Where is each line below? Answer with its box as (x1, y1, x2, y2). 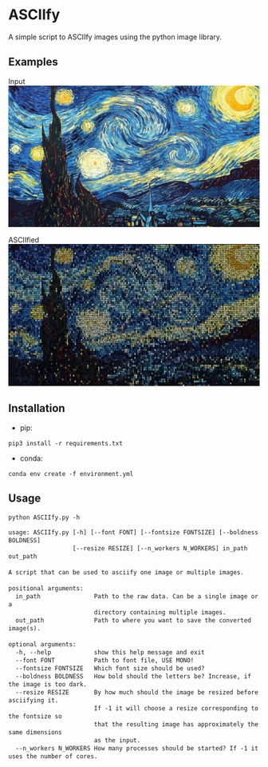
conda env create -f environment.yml (8, 469, 134, 477)
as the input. (93, 737, 141, 745)
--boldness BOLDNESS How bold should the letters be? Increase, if (15, 673, 251, 681)
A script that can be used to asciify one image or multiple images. (8, 569, 245, 577)
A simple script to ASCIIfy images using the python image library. (8, 32, 222, 42)
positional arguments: (8, 585, 84, 593)
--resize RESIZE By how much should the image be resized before (15, 689, 259, 697)
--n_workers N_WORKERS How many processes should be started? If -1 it (15, 745, 259, 753)
